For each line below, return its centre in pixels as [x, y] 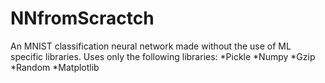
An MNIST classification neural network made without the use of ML [151, 46]
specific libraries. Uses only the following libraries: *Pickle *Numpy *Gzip [163, 56]
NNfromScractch [82, 18]
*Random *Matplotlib [55, 67]
